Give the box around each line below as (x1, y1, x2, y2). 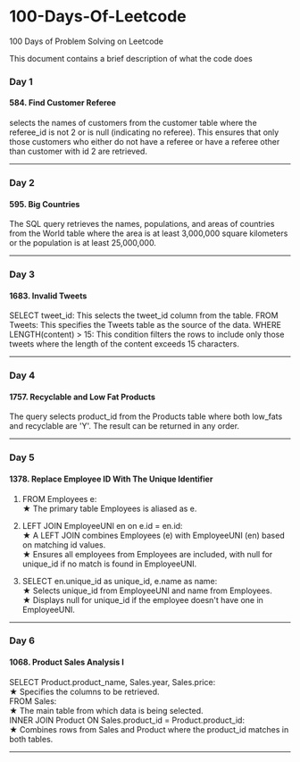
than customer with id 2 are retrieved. (9, 146, 147, 157)
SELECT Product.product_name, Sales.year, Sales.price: (9, 676, 216, 687)
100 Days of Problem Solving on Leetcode (9, 36, 163, 46)
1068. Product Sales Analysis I (9, 657, 125, 667)
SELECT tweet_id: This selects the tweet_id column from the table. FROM (9, 310, 279, 321)
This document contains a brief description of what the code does (9, 53, 253, 63)
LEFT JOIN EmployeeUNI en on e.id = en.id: (21, 520, 183, 531)
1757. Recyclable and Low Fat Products (9, 391, 156, 402)
